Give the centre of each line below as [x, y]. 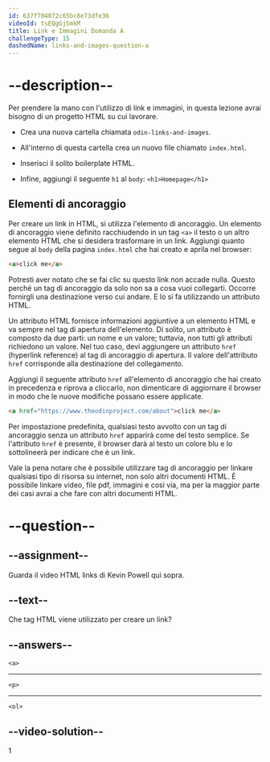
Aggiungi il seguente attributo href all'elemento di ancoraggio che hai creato [135, 379]
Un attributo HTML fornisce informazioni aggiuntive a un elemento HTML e [132, 321]
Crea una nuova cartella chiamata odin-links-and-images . [115, 132]
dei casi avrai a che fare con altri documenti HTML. [93, 493]
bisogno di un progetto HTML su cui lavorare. [83, 117]
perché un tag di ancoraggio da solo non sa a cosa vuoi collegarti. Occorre [132, 288]
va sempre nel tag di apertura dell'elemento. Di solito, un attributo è [120, 329]
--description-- [61, 86]
